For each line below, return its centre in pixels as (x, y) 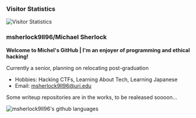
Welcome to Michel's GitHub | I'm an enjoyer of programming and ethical (98, 50)
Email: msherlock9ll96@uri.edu (53, 85)
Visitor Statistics (31, 9)
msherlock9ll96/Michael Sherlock (57, 37)
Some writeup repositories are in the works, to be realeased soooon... (92, 97)
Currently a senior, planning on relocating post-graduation (77, 68)
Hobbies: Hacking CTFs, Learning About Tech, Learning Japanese (96, 79)
